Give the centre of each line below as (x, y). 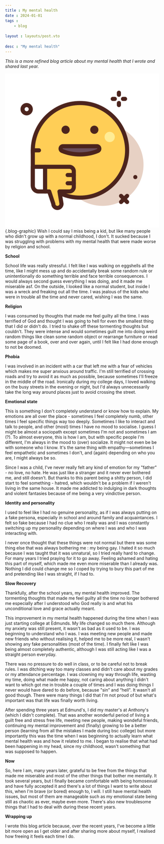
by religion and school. (28, 246)
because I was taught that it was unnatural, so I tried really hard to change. (80, 553)
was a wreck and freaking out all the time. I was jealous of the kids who (77, 291)
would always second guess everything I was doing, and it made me (74, 281)
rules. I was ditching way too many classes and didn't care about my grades (81, 669)
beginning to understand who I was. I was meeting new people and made (79, 633)
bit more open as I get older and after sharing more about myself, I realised (80, 831)
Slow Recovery (21, 583)
